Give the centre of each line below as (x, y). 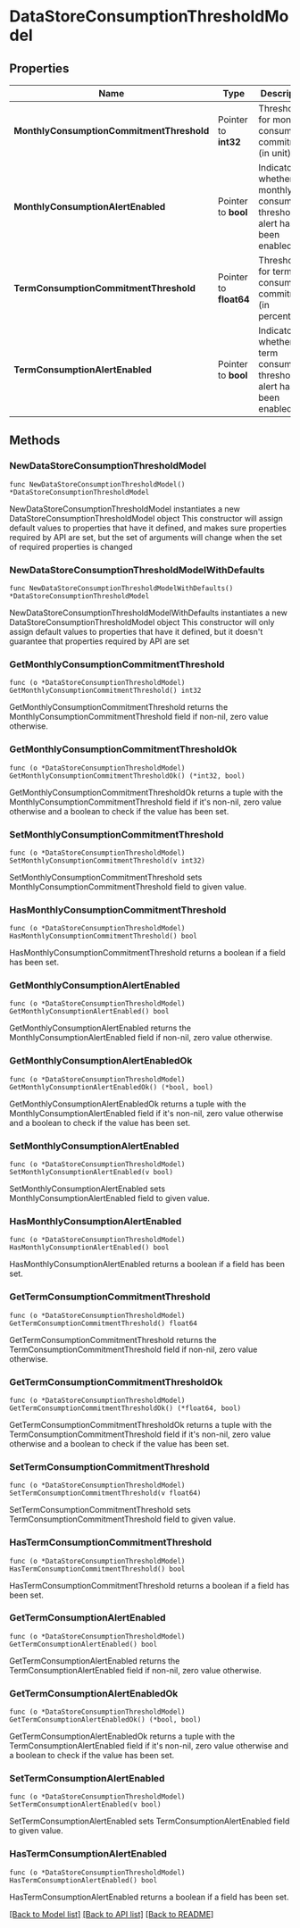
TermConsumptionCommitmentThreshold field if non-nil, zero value (133, 1349)
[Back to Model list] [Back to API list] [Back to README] (112, 1914)
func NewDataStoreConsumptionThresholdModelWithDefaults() (121, 588)
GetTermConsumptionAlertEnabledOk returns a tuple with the (122, 1736)
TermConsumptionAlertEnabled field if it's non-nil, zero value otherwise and (149, 1746)
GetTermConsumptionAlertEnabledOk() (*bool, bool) (105, 1720)
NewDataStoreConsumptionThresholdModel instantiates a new (125, 509)
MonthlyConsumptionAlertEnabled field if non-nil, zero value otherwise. (141, 1038)
